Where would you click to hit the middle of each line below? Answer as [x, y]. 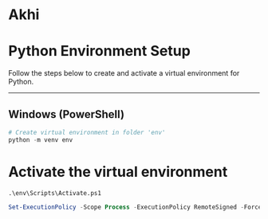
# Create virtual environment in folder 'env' [87, 132]
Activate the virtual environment [118, 172]
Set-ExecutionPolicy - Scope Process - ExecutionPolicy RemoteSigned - [126, 207]
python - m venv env [41, 140]
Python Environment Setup [100, 51]
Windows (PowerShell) [67, 114]
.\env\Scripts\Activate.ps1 [55, 193]
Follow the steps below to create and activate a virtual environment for [124, 73]
